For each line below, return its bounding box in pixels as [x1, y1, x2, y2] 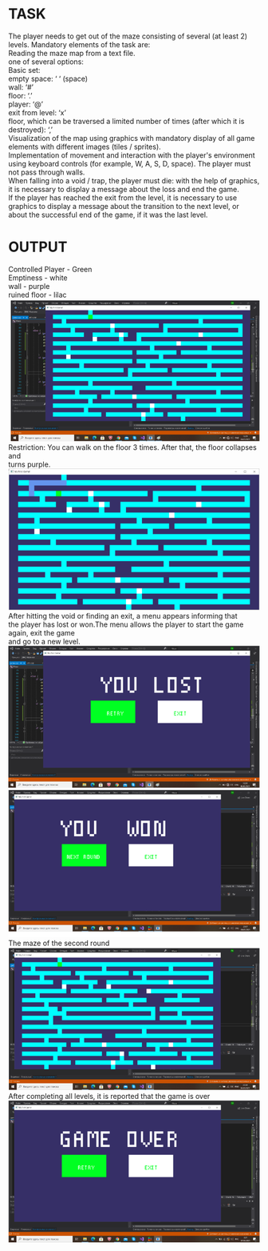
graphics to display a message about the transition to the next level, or [8, 201, 239, 211]
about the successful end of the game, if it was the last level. [8, 210, 208, 219]
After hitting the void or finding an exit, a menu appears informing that [8, 611, 238, 620]
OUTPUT [8, 238, 68, 256]
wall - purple [8, 281, 50, 291]
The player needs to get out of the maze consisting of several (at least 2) [8, 31, 248, 41]
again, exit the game [8, 628, 76, 637]
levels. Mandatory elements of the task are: [8, 39, 151, 49]
